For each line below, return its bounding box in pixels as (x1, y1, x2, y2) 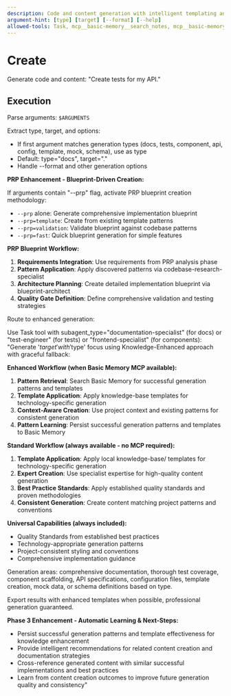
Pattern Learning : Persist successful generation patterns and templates (16, 421, 221, 429)
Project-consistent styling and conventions (16, 547, 139, 556)
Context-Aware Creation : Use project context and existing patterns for (16, 406, 219, 415)
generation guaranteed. (7, 603, 74, 611)
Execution (7, 95, 52, 107)
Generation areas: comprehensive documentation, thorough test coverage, (7, 568, 219, 576)
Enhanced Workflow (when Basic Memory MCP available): (7, 364, 177, 372)
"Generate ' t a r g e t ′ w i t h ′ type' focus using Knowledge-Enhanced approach (7, 343, 214, 351)
